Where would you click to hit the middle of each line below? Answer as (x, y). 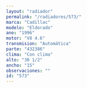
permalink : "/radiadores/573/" (44, 17)
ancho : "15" (20, 65)
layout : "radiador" (30, 11)
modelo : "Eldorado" (30, 27)
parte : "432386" (26, 49)
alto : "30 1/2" (24, 60)
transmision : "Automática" (39, 44)
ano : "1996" (20, 33)
